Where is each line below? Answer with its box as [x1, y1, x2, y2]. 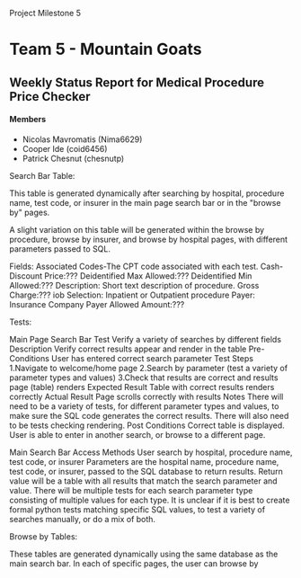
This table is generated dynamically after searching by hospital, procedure [9, 188, 285, 199]
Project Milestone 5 [9, 8, 81, 18]
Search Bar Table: [9, 170, 75, 181]
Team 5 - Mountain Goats [9, 40, 202, 59]
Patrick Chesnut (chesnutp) [22, 153, 125, 164]
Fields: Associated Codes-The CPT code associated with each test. [9, 261, 259, 271]
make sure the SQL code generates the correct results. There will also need [9, 410, 289, 421]
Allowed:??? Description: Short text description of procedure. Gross [9, 280, 260, 290]
